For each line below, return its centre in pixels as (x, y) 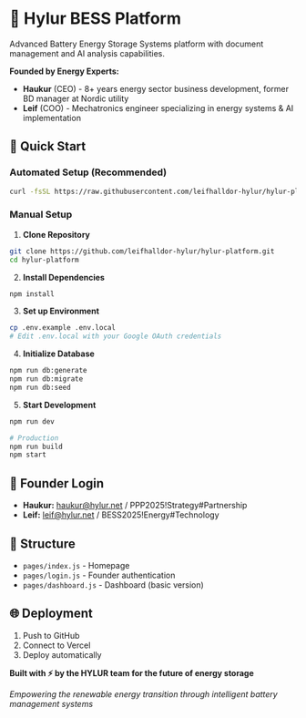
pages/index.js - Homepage (76, 565)
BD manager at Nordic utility (76, 98)
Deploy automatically (62, 654)
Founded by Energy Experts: (65, 71)
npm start (28, 455)
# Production (34, 438)
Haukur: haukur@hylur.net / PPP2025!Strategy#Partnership (135, 506)
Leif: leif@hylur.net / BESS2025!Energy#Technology (121, 515)
